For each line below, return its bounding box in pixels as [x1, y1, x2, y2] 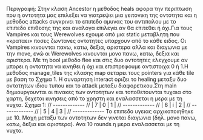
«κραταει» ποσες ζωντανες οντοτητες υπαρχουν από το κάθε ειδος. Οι [6, 37, 187, 44]
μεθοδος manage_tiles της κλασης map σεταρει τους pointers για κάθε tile [6, 69, 195, 76]
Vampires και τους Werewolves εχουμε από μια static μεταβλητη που [6, 31, 180, 38]
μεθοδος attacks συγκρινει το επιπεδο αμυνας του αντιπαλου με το [6, 18, 176, 25]
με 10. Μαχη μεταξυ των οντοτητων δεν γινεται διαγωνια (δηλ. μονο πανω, [6, 114, 197, 121]
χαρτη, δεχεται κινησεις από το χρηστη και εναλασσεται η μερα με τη [6, 95, 183, 102]
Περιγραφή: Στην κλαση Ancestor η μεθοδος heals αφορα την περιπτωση [6, 5, 192, 12]
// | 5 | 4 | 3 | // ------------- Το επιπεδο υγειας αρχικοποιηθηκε [34, 108, 194, 115]
